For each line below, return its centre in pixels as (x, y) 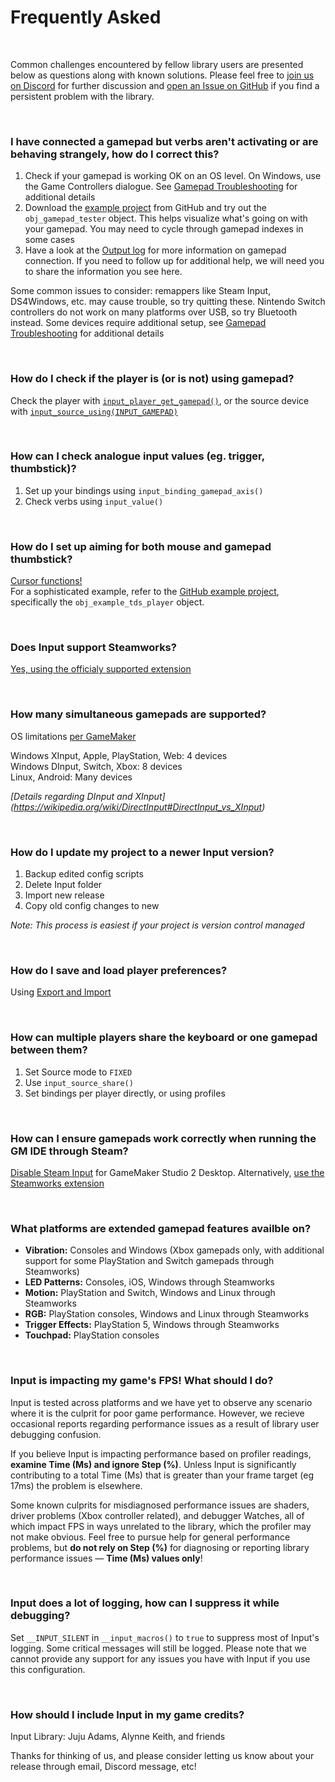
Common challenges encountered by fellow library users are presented (157, 64)
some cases (49, 240)
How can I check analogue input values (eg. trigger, (137, 456)
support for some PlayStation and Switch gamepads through (149, 1261)
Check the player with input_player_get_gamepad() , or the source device (160, 400)
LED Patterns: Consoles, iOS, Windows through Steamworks (149, 1282)
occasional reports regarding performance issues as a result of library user (165, 1423)
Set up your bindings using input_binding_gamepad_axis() (144, 490)
